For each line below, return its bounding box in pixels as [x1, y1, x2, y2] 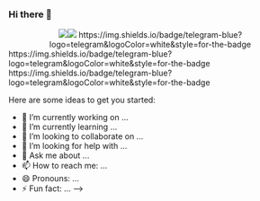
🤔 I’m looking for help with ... [21, 141, 128, 152]
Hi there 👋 [8, 8, 53, 21]
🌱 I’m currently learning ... [21, 121, 118, 133]
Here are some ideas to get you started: [8, 94, 157, 106]
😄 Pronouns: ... [21, 173, 80, 184]
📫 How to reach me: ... [21, 161, 108, 171]
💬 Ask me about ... [21, 150, 90, 161]
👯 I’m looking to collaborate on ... [21, 131, 144, 142]
